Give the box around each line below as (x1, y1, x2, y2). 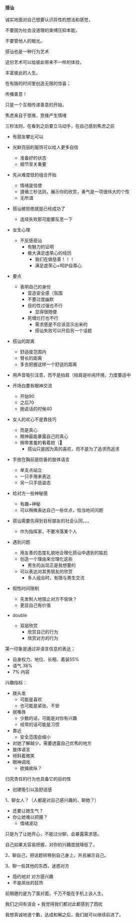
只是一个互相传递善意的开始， (5, 102, 66, 108)
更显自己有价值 (19, 602, 51, 608)
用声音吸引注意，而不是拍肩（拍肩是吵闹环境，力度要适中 (12, 372, 131, 378)
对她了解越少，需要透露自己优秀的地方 (12, 740, 91, 746)
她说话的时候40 (19, 406, 52, 412)
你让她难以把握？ (12, 814, 48, 820)
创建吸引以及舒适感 (12, 786, 52, 793)
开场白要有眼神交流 (12, 383, 52, 389)
